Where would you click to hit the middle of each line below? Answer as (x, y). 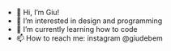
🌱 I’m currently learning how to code (77, 29)
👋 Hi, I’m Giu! (38, 12)
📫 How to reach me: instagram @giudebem (90, 38)
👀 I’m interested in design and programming (89, 21)
